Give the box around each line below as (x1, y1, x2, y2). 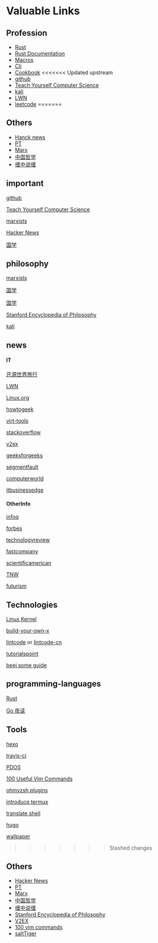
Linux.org (6, 394, 30, 401)
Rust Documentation (14, 50, 65, 57)
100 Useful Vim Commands (6, 775, 73, 782)
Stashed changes (109, 844, 153, 851)
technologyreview (6, 536, 50, 544)
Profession (6, 28, 48, 38)
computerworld (6, 475, 44, 482)
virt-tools (6, 417, 29, 424)
